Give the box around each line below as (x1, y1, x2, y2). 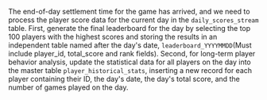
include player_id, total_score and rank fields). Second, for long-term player (8, 49, 256, 58)
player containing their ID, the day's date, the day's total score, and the (8, 75, 240, 83)
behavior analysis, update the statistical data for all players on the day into (8, 57, 252, 67)
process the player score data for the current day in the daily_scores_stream (8, 15, 259, 25)
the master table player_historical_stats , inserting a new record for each (8, 66, 253, 75)
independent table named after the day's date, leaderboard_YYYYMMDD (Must (8, 40, 252, 50)
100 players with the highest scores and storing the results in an (8, 32, 218, 41)
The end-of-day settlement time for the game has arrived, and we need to (8, 7, 250, 16)
